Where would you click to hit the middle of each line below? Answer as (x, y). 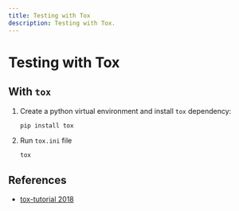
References (37, 180)
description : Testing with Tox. (62, 23)
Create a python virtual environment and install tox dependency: (125, 111)
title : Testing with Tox (49, 16)
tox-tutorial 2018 (47, 199)
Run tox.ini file (46, 141)
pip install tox (47, 125)
